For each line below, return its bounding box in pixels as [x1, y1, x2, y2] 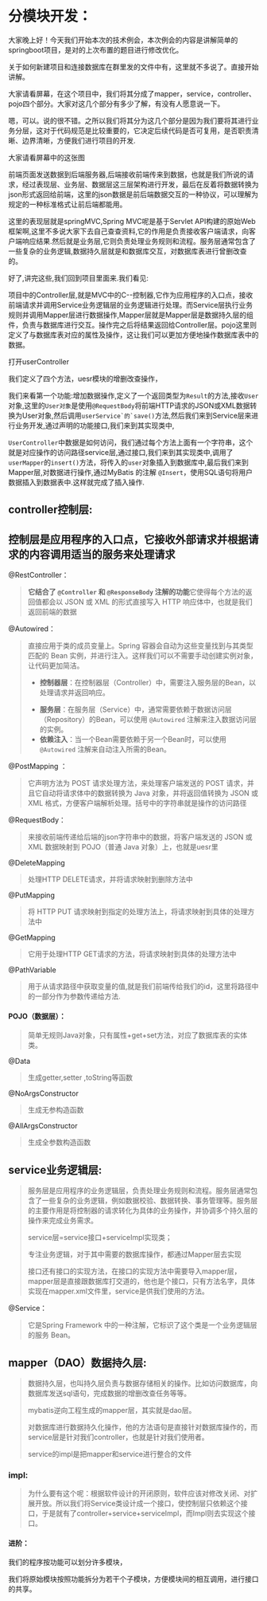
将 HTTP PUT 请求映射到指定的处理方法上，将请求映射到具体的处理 [27, 907, 248, 916]
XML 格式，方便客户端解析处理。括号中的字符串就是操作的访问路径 [27, 799, 247, 808]
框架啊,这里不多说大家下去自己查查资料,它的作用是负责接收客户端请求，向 [8, 226, 250, 236]
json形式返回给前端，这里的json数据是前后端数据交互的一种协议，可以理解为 [8, 189, 258, 199]
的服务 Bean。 [27, 1330, 75, 1340]
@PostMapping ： [8, 762, 68, 771]
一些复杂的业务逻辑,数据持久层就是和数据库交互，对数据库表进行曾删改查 [8, 246, 248, 256]
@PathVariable [8, 965, 57, 975]
